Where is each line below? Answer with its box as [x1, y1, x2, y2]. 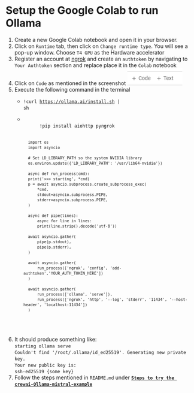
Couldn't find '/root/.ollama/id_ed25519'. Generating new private [14, 349, 186, 355]
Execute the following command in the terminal [14, 86, 131, 93]
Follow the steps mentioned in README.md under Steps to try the [14, 374, 175, 381]
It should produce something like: [14, 335, 97, 343]
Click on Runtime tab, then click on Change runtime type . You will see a [14, 43, 188, 50]
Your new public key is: [14, 362, 77, 368]
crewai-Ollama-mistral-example [14, 381, 93, 387]
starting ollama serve [14, 343, 71, 349]
